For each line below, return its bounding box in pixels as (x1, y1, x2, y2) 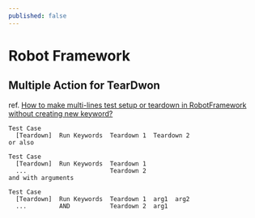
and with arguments (8, 174, 74, 182)
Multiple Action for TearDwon (8, 78, 160, 93)
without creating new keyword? (8, 108, 113, 118)
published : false (8, 11, 67, 20)
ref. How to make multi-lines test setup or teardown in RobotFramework (8, 100, 247, 110)
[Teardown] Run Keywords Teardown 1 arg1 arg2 (15, 195, 190, 203)
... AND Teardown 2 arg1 (15, 202, 168, 210)
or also (8, 138, 35, 146)
